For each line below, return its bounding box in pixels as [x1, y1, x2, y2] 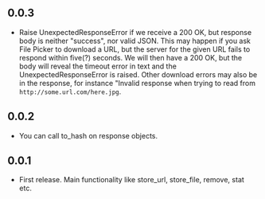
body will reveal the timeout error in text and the [18, 61, 177, 71]
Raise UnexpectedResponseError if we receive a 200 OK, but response [18, 27, 252, 37]
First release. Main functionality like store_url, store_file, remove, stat [18, 175, 244, 185]
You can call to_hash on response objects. [18, 131, 158, 140]
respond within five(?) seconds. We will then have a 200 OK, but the [18, 53, 243, 62]
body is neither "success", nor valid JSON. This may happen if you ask [18, 36, 251, 45]
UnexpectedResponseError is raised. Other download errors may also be [18, 69, 258, 79]
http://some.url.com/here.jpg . [18, 87, 122, 96]
